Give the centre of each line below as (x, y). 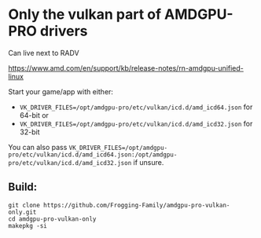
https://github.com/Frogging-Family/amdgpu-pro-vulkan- (136, 205)
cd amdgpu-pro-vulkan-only (52, 219)
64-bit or (34, 115)
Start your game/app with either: (61, 91)
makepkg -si (28, 225)
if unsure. (149, 162)
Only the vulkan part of (85, 15)
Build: (23, 187)
